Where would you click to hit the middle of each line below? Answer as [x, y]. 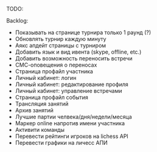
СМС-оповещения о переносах [56, 65]
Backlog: [17, 20]
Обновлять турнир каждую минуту [61, 39]
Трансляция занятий [42, 104]
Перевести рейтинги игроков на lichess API [72, 136]
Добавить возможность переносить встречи [74, 58]
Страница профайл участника [54, 71]
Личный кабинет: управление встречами [68, 91]
